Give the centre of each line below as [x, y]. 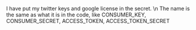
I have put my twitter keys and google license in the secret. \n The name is [98, 9]
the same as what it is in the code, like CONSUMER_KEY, [76, 15]
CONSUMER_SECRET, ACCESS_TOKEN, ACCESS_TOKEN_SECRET [88, 21]
